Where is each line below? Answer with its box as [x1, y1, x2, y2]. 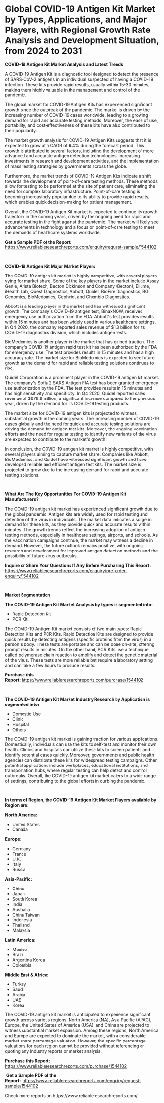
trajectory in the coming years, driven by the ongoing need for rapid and [5, 214, 151, 219]
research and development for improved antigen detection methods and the [5, 548, 158, 553]
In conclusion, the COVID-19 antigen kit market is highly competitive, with [5, 446, 153, 452]
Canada [12, 827, 28, 832]
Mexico [12, 946, 27, 952]
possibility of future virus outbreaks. [5, 552, 78, 559]
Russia [12, 866, 26, 872]
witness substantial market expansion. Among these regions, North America [5, 1027, 159, 1033]
